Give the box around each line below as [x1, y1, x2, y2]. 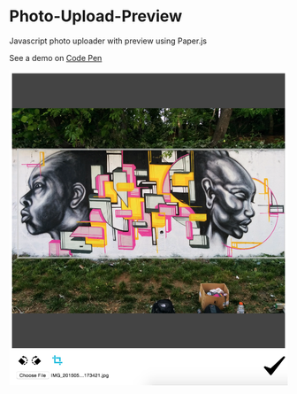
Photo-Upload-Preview [9, 6, 183, 27]
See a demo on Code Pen [9, 52, 103, 63]
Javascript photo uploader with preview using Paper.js [9, 35, 208, 46]
